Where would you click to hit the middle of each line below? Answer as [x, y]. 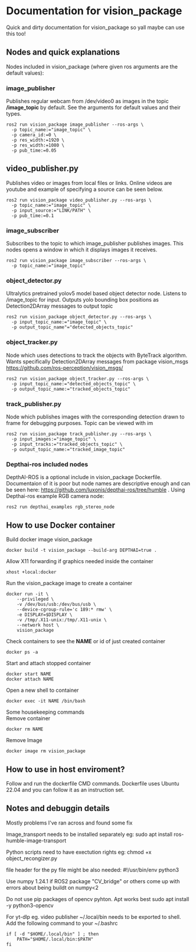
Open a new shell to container [43, 690]
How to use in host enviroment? [66, 769]
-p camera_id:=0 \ [34, 135]
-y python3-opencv [30, 905]
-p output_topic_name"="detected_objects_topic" [72, 327]
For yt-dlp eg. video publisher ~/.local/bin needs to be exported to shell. [94, 916]
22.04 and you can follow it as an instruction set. [66, 790]
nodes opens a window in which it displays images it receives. [82, 250]
